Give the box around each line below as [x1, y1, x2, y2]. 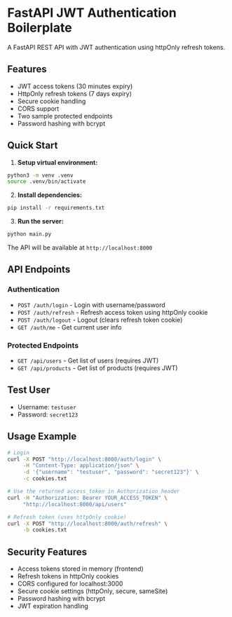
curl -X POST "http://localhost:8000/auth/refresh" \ [7, 520, 168, 527]
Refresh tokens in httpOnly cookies [17, 572, 119, 581]
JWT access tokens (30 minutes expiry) [17, 82, 133, 90]
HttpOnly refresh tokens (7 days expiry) [17, 89, 132, 97]
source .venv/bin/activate [7, 178, 86, 185]
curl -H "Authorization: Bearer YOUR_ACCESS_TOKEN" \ [7, 494, 168, 501]
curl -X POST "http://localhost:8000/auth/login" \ [7, 456, 161, 463]
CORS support [17, 104, 60, 113]
